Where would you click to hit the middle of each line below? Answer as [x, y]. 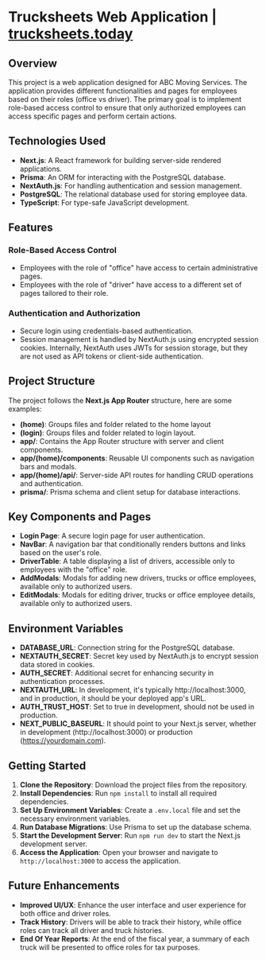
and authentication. [51, 483]
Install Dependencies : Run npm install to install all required [118, 793]
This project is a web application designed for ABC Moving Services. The [128, 82]
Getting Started [47, 766]
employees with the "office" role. [73, 569]
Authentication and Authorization [74, 313]
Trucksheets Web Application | [112, 17]
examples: [25, 409]
